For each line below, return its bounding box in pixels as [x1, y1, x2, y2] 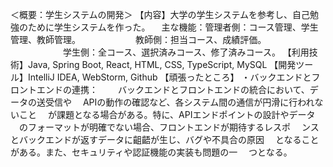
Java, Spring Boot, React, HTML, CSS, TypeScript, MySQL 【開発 [27, 59, 297, 70]
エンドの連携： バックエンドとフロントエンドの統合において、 [36, 84, 310, 95]
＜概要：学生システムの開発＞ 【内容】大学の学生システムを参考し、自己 [10, 9, 311, 20]
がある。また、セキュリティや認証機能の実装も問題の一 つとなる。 [10, 146, 293, 158]
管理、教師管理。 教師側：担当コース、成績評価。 [10, 34, 267, 45]
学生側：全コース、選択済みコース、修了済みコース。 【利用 [62, 46, 310, 58]
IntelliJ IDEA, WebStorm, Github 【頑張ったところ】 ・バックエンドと [27, 71, 312, 83]
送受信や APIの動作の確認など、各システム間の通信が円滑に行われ [36, 96, 315, 108]
